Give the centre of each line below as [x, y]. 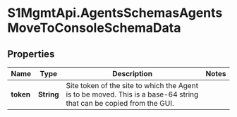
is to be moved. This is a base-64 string [132, 94]
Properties [31, 54]
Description [133, 74]
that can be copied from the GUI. [120, 103]
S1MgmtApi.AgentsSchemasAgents [115, 13]
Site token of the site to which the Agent [132, 86]
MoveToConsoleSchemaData [94, 28]
